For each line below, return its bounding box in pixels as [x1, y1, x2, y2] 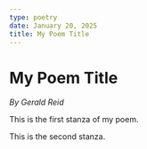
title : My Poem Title [9, 29, 90, 38]
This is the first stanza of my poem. [9, 114, 139, 125]
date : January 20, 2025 [9, 21, 98, 30]
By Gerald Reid [9, 97, 64, 107]
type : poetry [9, 12, 58, 22]
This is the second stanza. [9, 131, 106, 142]
